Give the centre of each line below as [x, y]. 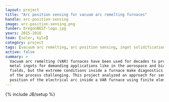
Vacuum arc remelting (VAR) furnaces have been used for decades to [83, 61]
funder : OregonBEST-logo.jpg [36, 29]
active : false [20, 52]
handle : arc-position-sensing [37, 19]
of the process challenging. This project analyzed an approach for [83, 75]
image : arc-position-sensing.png [40, 24]
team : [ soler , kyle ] [27, 38]
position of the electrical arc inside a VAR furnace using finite [82, 80]
